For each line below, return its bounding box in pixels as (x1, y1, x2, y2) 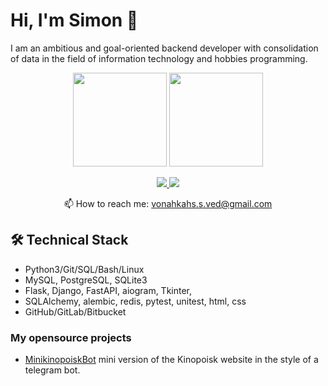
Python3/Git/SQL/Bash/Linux (24, 263, 145, 275)
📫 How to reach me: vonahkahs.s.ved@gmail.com (63, 197, 273, 209)
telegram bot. (24, 364, 81, 376)
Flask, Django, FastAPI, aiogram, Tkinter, (24, 284, 193, 296)
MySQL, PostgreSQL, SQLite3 (24, 274, 148, 286)
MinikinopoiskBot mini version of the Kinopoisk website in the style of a (24, 354, 319, 366)
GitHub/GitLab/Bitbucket (24, 305, 127, 318)
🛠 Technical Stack (10, 232, 129, 249)
